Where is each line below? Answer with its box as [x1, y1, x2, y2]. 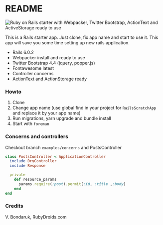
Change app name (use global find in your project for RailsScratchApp [12, 105, 156, 111]
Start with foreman [12, 120, 50, 127]
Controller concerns [12, 70, 54, 76]
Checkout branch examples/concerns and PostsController [5, 144, 122, 150]
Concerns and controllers [5, 133, 69, 140]
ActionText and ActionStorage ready [12, 76, 87, 82]
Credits [5, 203, 23, 210]
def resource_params [14, 177, 57, 182]
